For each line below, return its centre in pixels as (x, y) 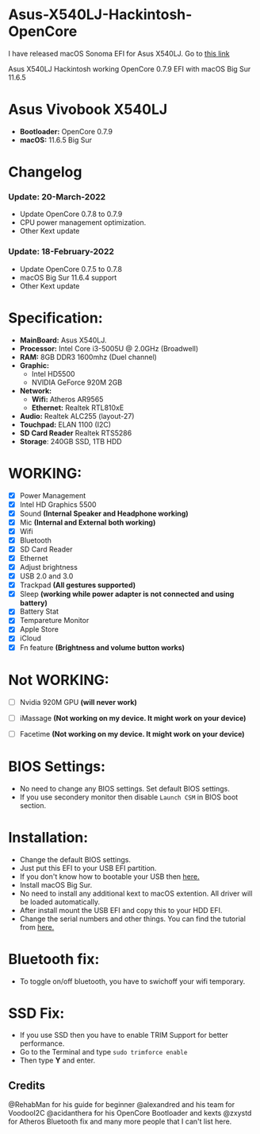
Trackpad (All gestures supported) (78, 585)
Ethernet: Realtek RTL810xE (78, 408)
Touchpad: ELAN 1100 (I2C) (65, 424)
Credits (27, 1085)
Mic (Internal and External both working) (88, 522)
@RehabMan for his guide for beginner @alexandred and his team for (122, 1105)
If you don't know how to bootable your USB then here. (109, 877)
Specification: (55, 317)
